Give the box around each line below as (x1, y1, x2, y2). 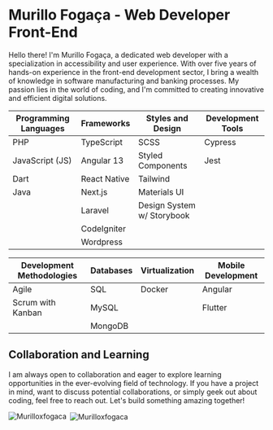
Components (137, 160, 188, 171)
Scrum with (12, 296, 56, 308)
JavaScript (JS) (12, 155, 72, 166)
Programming (15, 112, 71, 124)
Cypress (204, 136, 236, 147)
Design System (137, 200, 197, 211)
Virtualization (141, 265, 195, 276)
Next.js (80, 186, 108, 197)
